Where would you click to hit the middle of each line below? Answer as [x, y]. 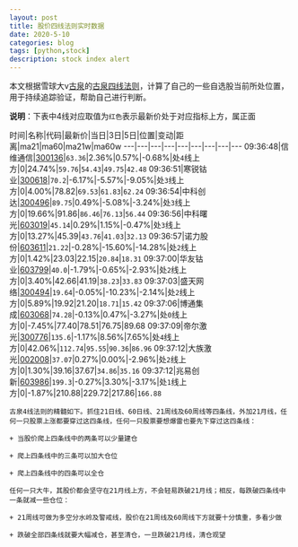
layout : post [34, 17]
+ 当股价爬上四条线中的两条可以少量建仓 [74, 438]
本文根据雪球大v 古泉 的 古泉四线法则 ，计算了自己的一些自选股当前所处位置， [149, 86]
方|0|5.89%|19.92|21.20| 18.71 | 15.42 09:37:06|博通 [102, 303]
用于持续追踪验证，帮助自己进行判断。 [80, 97]
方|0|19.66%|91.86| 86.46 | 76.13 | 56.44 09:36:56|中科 [105, 213]
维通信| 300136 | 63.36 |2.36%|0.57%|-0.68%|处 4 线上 [105, 157]
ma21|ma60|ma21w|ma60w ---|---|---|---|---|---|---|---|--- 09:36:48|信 [154, 146]
